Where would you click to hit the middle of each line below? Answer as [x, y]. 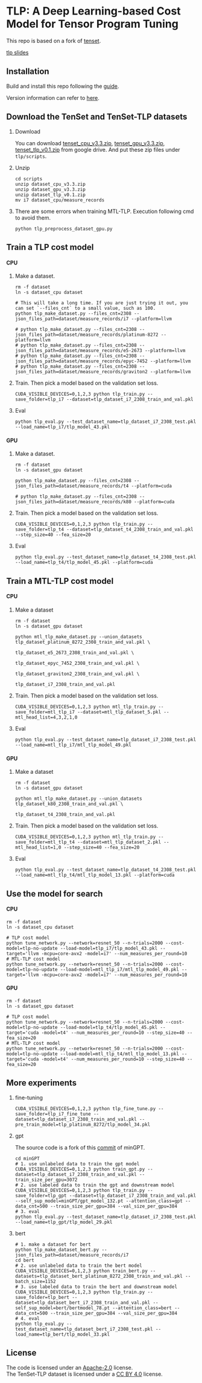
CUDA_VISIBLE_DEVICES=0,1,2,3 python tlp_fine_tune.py [85, 1108]
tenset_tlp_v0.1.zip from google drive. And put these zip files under [97, 149]
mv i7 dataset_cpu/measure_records [60, 200]
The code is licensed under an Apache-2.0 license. [70, 1367]
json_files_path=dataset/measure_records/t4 [72, 486]
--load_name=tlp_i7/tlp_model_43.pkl [62, 427]
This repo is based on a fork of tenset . [54, 41]
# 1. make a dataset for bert [53, 1244]
